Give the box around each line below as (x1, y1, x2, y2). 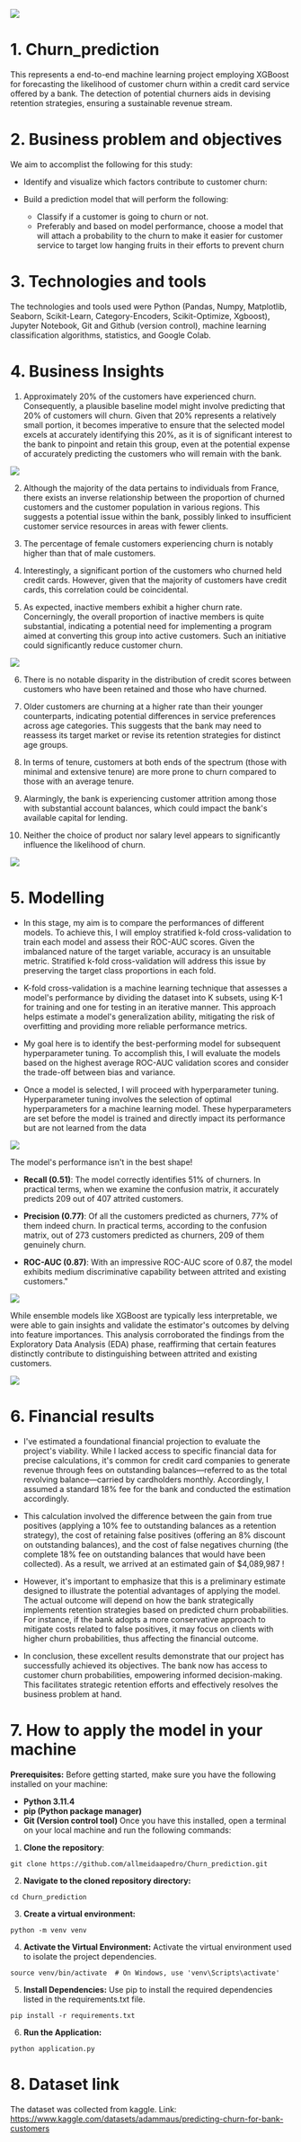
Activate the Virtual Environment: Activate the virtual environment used (22, 1942, 292, 1952)
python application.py (10, 2044, 95, 2053)
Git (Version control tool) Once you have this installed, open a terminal (22, 1815, 287, 1826)
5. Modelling (10, 887, 105, 908)
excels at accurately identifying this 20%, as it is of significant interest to (22, 429, 293, 440)
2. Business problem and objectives (10, 129, 282, 150)
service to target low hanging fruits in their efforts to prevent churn (36, 239, 285, 251)
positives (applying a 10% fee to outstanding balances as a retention (22, 1520, 277, 1531)
